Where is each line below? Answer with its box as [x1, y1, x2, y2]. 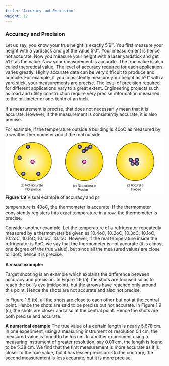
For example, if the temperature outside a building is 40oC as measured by [5, 126, 161, 132]
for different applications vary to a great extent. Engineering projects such [5, 85, 159, 91]
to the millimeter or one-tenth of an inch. [5, 96, 89, 102]
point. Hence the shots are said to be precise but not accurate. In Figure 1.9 [5, 302, 162, 308]
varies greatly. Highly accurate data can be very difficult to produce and [5, 69, 155, 75]
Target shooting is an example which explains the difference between [5, 271, 150, 277]
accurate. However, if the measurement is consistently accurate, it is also [5, 111, 157, 117]
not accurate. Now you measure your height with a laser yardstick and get [5, 53, 159, 59]
